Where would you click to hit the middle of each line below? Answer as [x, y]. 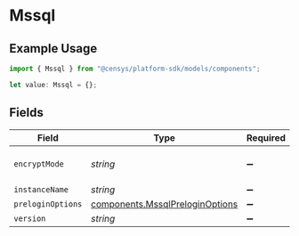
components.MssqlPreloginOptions [164, 204]
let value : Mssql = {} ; [53, 85]
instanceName [41, 189]
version [30, 218]
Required [266, 137]
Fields [27, 113]
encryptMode [39, 164]
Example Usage [53, 49]
